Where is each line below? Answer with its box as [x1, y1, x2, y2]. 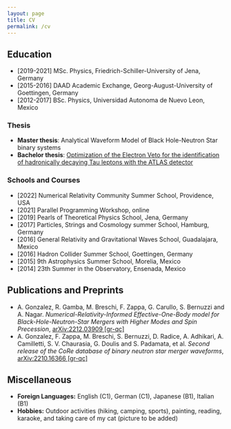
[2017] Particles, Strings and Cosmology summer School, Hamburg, [17, 220, 210, 228]
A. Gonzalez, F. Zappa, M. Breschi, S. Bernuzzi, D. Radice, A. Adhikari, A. [17, 332, 224, 340]
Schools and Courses [7, 175, 81, 185]
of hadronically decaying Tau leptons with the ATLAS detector [17, 158, 194, 166]
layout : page [7, 10, 45, 17]
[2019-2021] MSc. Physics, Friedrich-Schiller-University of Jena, [17, 67, 201, 75]
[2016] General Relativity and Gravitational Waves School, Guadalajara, [17, 235, 219, 243]
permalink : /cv [7, 23, 51, 30]
